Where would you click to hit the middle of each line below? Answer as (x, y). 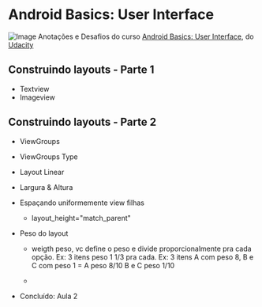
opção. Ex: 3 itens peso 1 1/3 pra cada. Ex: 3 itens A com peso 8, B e (142, 257)
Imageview (37, 97)
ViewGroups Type (49, 157)
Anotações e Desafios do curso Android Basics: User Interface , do (146, 36)
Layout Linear (42, 172)
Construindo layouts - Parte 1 (81, 70)
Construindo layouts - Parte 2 (82, 122)
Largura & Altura (46, 187)
